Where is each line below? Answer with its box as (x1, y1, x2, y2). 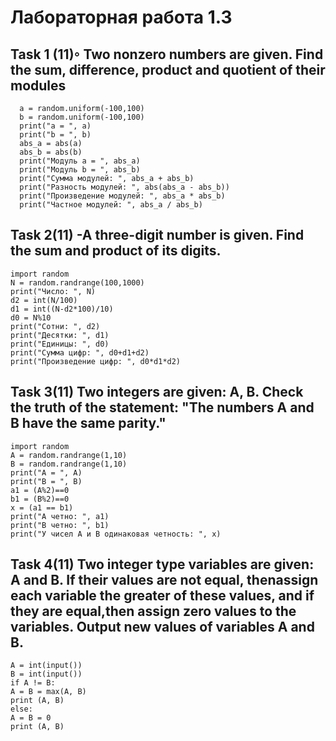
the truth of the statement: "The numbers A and (10, 399, 315, 416)
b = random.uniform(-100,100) (19, 112, 145, 122)
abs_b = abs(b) (19, 147, 83, 157)
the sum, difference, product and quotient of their (10, 61, 326, 78)
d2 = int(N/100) (10, 295, 78, 305)
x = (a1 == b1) (10, 502, 74, 513)
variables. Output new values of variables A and (10, 619, 315, 636)
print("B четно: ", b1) (10, 520, 110, 530)
